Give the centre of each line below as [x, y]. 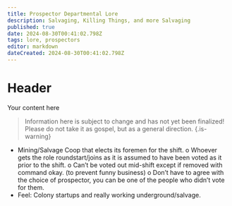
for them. [31, 187]
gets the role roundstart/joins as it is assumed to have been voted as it [120, 157]
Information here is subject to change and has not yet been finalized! [124, 121]
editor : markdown [33, 47]
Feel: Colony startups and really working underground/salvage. [109, 195]
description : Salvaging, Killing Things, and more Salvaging [99, 20]
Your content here [33, 107]
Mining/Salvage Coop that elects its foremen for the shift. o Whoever [117, 150]
